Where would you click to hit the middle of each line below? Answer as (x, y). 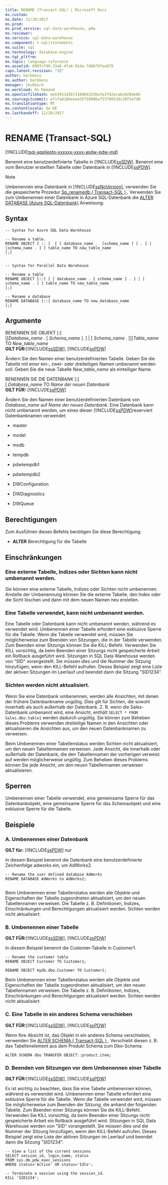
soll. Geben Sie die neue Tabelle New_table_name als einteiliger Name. (79, 369)
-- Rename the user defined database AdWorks (54, 875)
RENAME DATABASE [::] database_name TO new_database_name (67, 301)
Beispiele (20, 825)
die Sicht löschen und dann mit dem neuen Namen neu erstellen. (72, 600)
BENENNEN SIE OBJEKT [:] (33, 333)
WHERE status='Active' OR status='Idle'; (49, 1164)
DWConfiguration (30, 484)
